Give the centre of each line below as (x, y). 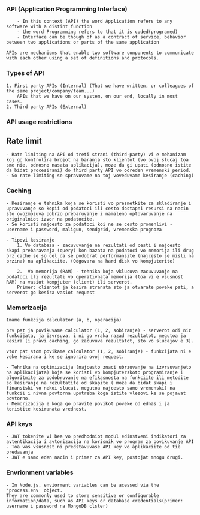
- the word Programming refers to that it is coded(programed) (98, 32)
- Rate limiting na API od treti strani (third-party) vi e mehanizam (96, 155)
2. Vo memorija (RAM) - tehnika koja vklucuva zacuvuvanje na (98, 272)
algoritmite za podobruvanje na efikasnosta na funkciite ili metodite (97, 377)
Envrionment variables (40, 472)
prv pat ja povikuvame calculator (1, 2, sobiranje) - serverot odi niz (99, 330)
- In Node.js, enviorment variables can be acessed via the (83, 485)
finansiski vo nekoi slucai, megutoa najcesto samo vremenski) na (91, 388)
